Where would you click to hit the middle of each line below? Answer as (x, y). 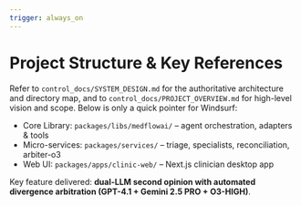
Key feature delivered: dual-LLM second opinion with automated (133, 181)
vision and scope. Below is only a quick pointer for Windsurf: (124, 108)
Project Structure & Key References (146, 62)
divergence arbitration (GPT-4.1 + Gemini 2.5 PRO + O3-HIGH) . (130, 191)
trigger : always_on (47, 18)
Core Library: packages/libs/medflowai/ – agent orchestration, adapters (157, 125)
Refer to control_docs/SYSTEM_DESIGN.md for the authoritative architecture (147, 88)
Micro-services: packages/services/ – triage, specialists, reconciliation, (156, 144)
